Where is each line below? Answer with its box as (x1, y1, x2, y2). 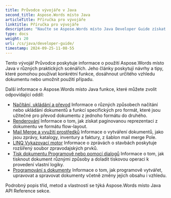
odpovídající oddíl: (5, 91, 44, 97)
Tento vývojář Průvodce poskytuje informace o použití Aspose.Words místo (5, 60, 164, 66)
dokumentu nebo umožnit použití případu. (5, 76, 94, 82)
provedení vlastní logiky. (12, 161, 65, 167)
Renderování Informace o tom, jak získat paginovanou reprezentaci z (12, 117, 158, 124)
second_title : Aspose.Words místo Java (5, 12, 91, 17)
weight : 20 (5, 36, 29, 42)
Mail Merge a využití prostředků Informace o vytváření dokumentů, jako (12, 129, 164, 135)
